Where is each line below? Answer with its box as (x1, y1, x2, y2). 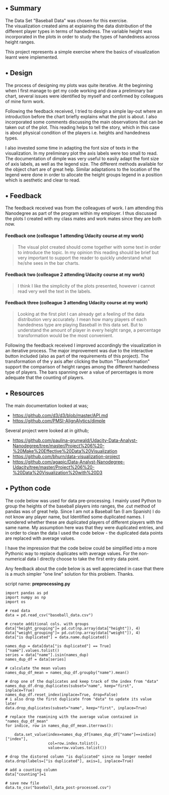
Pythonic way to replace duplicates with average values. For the (5, 550, 138, 556)
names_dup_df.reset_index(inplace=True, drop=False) (5, 692, 118, 697)
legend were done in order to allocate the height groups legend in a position (5, 171, 162, 177)
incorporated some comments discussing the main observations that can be (5, 119, 163, 125)
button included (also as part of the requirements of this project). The (5, 353, 149, 359)
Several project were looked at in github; (5, 427, 89, 434)
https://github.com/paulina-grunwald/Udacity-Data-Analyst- (12, 437, 138, 443)
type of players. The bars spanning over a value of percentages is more (5, 369, 154, 376)
